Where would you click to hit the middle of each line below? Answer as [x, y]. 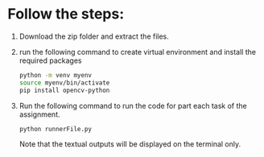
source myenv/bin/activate [64, 83]
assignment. [39, 114]
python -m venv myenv [55, 75]
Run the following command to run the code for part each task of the [133, 105]
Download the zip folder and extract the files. [94, 36]
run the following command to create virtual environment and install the [138, 52]
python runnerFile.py [55, 129]
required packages [50, 60]
